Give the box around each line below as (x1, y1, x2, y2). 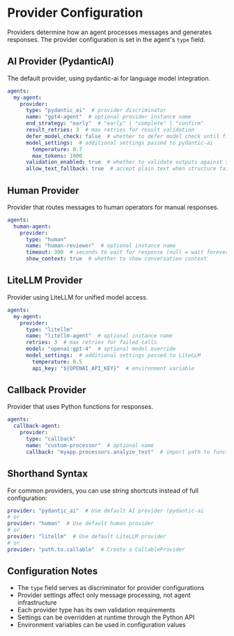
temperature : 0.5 (32, 358, 82, 365)
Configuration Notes (7, 566, 98, 577)
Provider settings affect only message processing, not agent (17, 591, 191, 600)
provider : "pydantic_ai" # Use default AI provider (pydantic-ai (7, 507, 204, 514)
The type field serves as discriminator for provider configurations (17, 584, 205, 592)
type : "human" (25, 235, 68, 243)
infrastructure (17, 598, 57, 607)
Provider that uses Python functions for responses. (7, 403, 154, 411)
